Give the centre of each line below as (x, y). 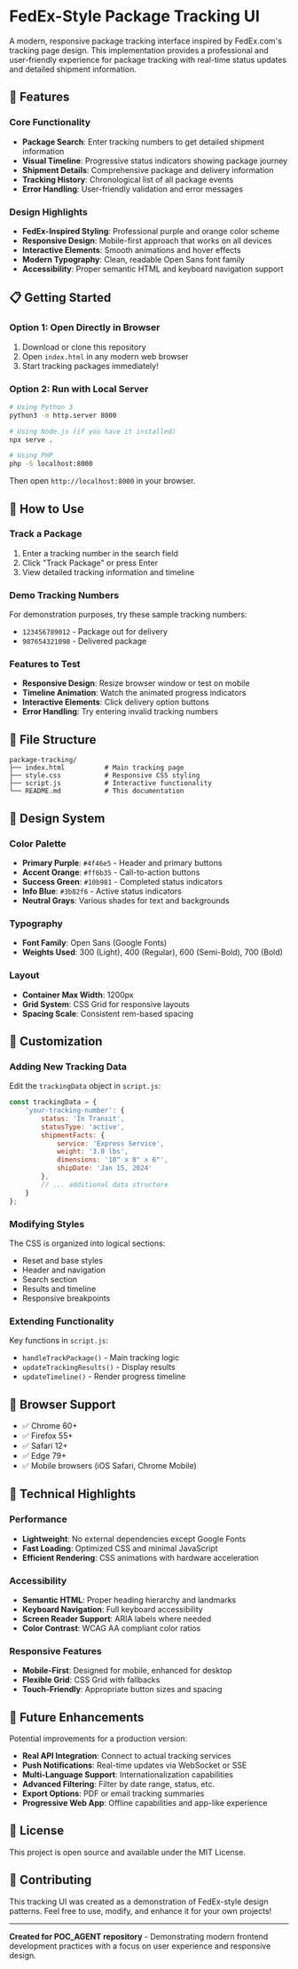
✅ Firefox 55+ (47, 1436)
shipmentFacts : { (73, 1135)
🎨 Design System (57, 818)
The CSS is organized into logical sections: (87, 1243)
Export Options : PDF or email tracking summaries (113, 1793)
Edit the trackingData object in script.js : (85, 1086)
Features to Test (45, 665)
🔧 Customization (56, 1041)
